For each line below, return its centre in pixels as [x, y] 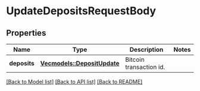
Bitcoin [135, 59]
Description [146, 50]
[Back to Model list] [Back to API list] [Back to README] [74, 82]
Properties [26, 33]
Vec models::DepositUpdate [80, 63]
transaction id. [145, 67]
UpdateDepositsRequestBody [81, 11]
